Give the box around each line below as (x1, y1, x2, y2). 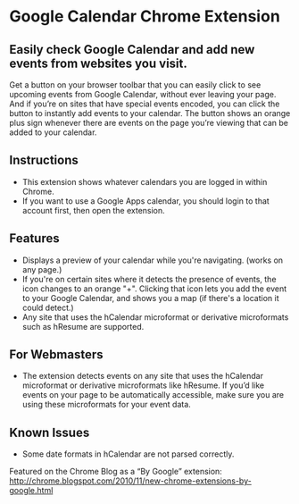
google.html (9, 485, 54, 496)
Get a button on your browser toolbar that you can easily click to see (9, 80, 262, 90)
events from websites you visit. (9, 55, 187, 71)
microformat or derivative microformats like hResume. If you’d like (21, 380, 265, 391)
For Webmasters (9, 347, 104, 363)
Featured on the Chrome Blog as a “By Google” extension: (9, 466, 223, 477)
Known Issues (9, 424, 90, 440)
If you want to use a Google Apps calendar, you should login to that (21, 195, 270, 206)
